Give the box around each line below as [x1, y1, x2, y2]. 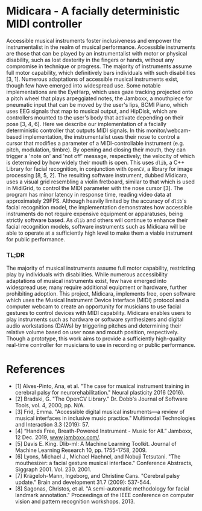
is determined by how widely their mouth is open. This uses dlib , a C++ [6, 159, 185, 166]
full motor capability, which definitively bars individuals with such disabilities [6, 69, 196, 76]
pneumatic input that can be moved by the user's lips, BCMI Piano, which [6, 101, 188, 108]
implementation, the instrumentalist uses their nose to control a [23, 133, 180, 140]
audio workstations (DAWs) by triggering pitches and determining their [6, 322, 182, 329]
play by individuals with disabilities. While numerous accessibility [6, 271, 168, 278]
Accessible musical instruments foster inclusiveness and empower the [6, 37, 181, 44]
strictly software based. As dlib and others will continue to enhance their [6, 216, 188, 224]
